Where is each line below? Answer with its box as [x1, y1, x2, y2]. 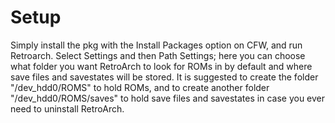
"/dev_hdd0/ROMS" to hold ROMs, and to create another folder [10, 81, 270, 93]
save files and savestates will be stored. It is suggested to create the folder [10, 71, 319, 83]
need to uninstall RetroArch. [10, 102, 125, 115]
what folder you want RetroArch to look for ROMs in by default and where [10, 60, 313, 72]
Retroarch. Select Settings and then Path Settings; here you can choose [10, 49, 306, 61]
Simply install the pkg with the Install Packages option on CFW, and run [10, 39, 303, 51]
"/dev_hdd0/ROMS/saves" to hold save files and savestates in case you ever [10, 92, 326, 104]
